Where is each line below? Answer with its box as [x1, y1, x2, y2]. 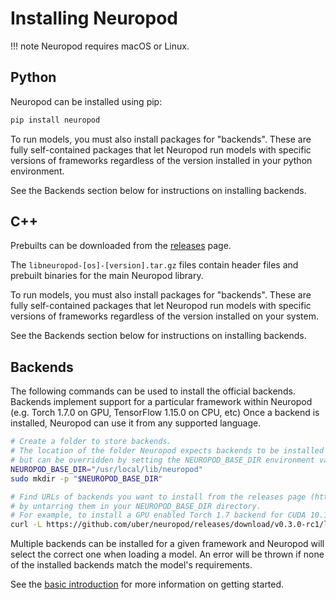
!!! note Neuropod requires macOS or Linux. [10, 40, 190, 52]
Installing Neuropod [10, 7, 178, 30]
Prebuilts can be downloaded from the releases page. [10, 240, 232, 252]
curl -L [10, 520, 43, 530]
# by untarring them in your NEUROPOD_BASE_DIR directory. [10, 501, 262, 511]
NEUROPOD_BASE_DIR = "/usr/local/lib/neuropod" [10, 464, 203, 474]
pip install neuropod [10, 115, 101, 125]
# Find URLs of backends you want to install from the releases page [10, 492, 307, 502]
